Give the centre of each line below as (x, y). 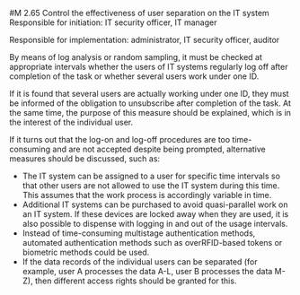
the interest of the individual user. (71, 122)
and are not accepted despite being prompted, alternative (159, 149)
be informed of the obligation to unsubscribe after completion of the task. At (150, 103)
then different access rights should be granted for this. (136, 281)
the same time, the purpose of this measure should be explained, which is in (150, 113)
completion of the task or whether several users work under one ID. (134, 76)
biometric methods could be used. (86, 252)
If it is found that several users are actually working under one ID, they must (149, 94)
